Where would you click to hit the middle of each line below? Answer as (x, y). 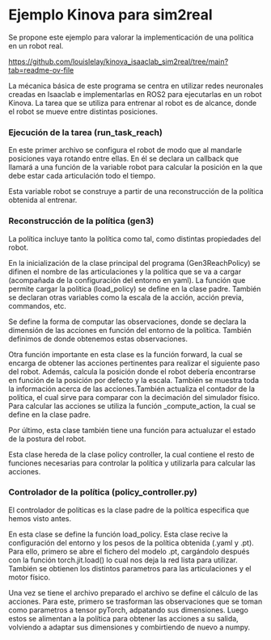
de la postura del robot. (47, 439)
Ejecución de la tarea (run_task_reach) (86, 133)
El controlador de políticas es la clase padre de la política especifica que (129, 510)
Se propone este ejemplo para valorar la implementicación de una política (131, 37)
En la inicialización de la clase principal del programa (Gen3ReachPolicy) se (134, 263)
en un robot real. (36, 45)
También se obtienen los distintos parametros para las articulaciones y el (130, 568)
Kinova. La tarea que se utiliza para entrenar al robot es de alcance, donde (133, 103)
